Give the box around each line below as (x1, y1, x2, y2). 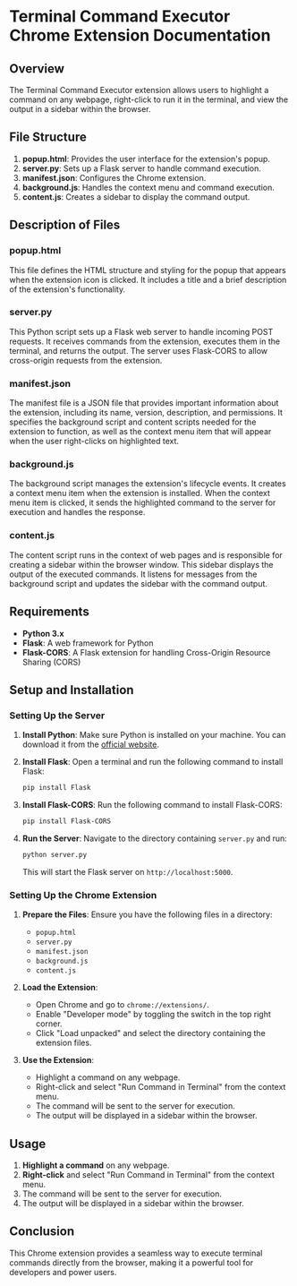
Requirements (9, 604, 89, 620)
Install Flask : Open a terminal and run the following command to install (21, 757, 284, 767)
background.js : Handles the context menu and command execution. (21, 182, 276, 193)
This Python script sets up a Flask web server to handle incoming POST (9, 326, 274, 337)
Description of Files (9, 218, 121, 233)
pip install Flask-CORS (21, 817, 112, 826)
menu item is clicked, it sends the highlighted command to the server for (9, 497, 276, 508)
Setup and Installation (9, 682, 134, 698)
